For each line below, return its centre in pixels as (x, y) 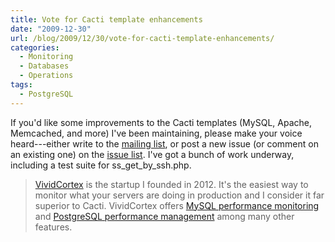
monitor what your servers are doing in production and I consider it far (179, 195)
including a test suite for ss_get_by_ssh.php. (101, 165)
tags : (21, 85)
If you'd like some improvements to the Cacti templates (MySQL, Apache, (161, 122)
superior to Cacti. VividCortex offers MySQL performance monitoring (177, 205)
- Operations (46, 76)
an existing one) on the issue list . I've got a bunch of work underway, (152, 154)
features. (53, 227)
